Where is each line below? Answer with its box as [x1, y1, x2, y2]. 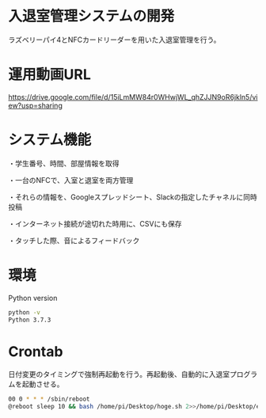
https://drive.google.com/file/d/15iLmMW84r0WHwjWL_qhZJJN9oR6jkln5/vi [8, 92, 258, 101]
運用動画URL [8, 66, 91, 84]
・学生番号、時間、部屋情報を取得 [8, 158, 120, 168]
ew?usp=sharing [8, 101, 63, 110]
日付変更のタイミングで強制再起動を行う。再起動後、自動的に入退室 [8, 370, 230, 379]
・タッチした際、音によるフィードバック [8, 235, 140, 245]
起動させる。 [21, 379, 64, 389]
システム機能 [8, 131, 92, 149]
